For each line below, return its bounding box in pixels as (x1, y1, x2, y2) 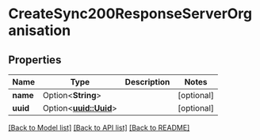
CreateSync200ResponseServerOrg (8, 5, 253, 23)
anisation (8, 21, 71, 40)
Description (124, 77, 170, 87)
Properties (8, 53, 62, 66)
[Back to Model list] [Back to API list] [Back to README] (8, 123, 190, 132)
